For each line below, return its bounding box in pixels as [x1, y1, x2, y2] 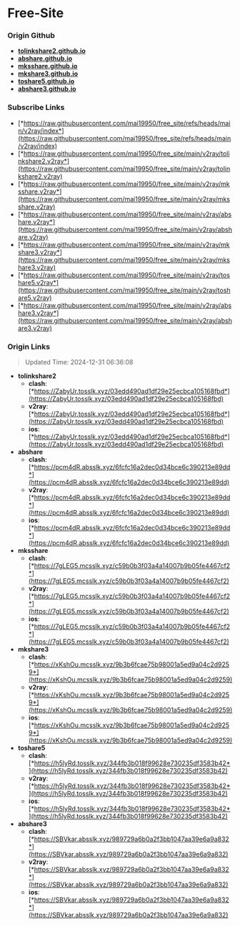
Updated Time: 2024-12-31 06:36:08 [24, 358, 134, 367]
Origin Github [7, 31, 56, 41]
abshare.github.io [17, 54, 73, 63]
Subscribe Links [7, 102, 65, 112]
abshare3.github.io [17, 84, 76, 94]
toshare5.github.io [17, 77, 75, 86]
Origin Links [7, 342, 51, 352]
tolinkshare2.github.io [17, 46, 86, 55]
